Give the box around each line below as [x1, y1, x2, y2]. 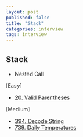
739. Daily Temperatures [14, 124, 77, 131]
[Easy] [5, 82, 22, 89]
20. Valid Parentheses [14, 94, 70, 101]
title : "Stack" [5, 20, 45, 26]
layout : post [5, 9, 39, 15]
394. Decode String [14, 117, 65, 125]
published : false [5, 15, 50, 21]
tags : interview [5, 32, 47, 38]
